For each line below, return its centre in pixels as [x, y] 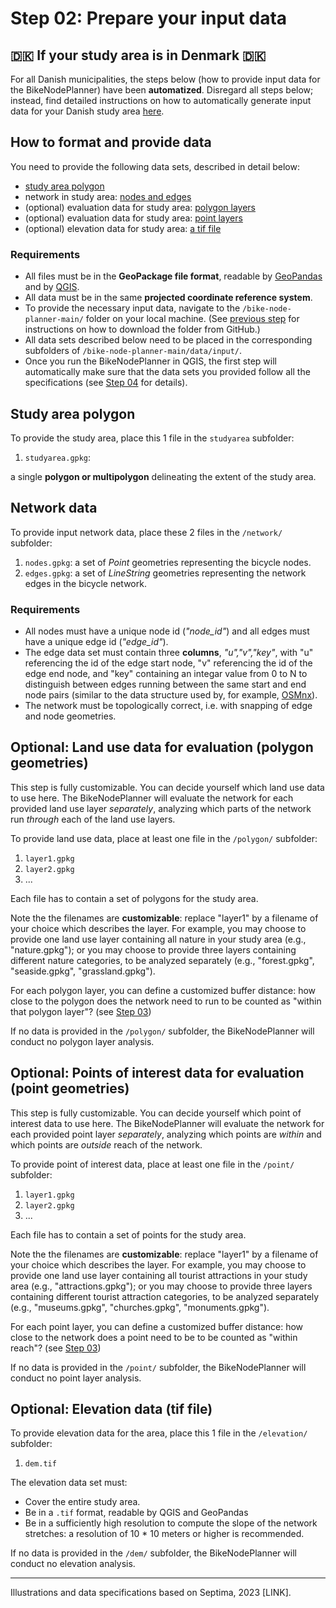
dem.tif [40, 1464]
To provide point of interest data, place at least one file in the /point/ [152, 1164]
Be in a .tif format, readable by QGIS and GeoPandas [136, 1513]
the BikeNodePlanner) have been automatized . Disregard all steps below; [162, 90]
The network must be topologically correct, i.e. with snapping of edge [168, 706]
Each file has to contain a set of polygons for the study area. [134, 898]
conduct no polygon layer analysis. [82, 1041]
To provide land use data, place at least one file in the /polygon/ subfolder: [164, 838]
